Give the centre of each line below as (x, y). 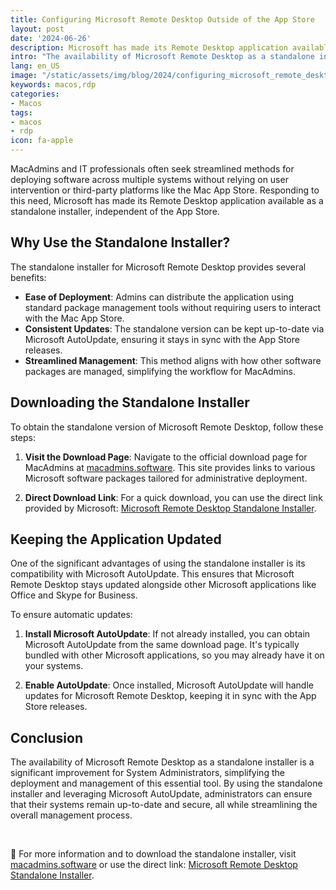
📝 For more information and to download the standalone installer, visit (153, 854)
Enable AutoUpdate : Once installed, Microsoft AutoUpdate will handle (169, 685)
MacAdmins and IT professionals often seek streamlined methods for (152, 169)
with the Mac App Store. (74, 318)
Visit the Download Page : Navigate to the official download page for (166, 457)
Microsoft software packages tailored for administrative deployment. (166, 478)
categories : (35, 94)
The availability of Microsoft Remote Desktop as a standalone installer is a (162, 762)
